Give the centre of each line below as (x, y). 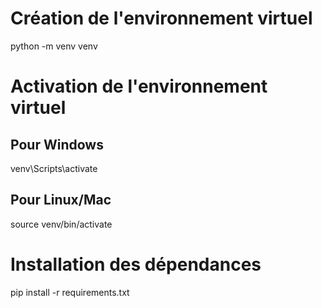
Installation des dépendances (136, 264)
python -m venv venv (54, 46)
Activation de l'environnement (139, 86)
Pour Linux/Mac (61, 200)
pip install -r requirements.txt (70, 292)
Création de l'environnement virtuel (161, 18)
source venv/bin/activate (61, 224)
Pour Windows (57, 144)
